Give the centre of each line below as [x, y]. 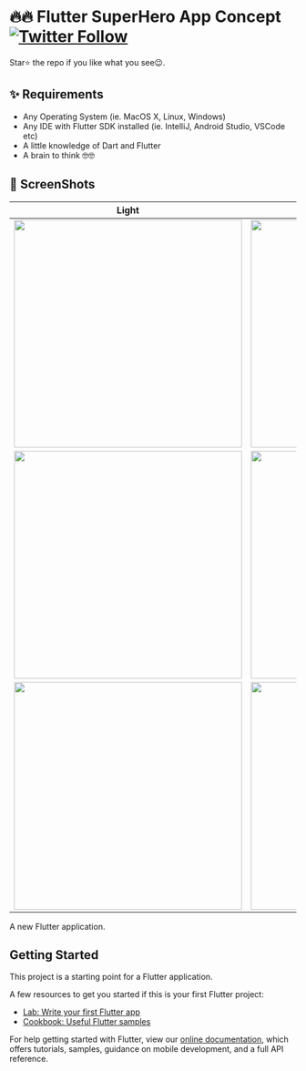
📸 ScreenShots [52, 184]
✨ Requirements [56, 94]
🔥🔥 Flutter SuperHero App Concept [146, 17]
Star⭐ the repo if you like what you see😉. [87, 62]
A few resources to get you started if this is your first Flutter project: [137, 994]
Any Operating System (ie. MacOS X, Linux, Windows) [124, 117]
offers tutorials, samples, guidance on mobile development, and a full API [147, 1049]
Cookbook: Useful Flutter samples [87, 1022]
